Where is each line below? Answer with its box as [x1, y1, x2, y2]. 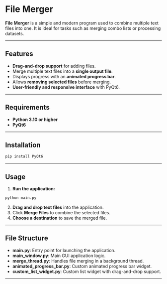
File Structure [5, 234, 48, 243]
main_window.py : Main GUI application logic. [12, 253, 106, 259]
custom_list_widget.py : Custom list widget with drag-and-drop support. [12, 268, 162, 275]
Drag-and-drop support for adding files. [12, 63, 96, 69]
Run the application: [12, 186, 56, 192]
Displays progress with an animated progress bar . [12, 73, 116, 79]
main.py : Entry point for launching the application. [12, 247, 116, 253]
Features [5, 50, 33, 58]
